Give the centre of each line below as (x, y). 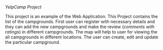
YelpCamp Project (23, 7)
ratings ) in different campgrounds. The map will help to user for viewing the (81, 32)
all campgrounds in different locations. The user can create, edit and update (82, 37)
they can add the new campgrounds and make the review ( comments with (80, 27)
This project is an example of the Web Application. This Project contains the (81, 16)
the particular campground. (33, 42)
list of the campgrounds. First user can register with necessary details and (80, 22)
